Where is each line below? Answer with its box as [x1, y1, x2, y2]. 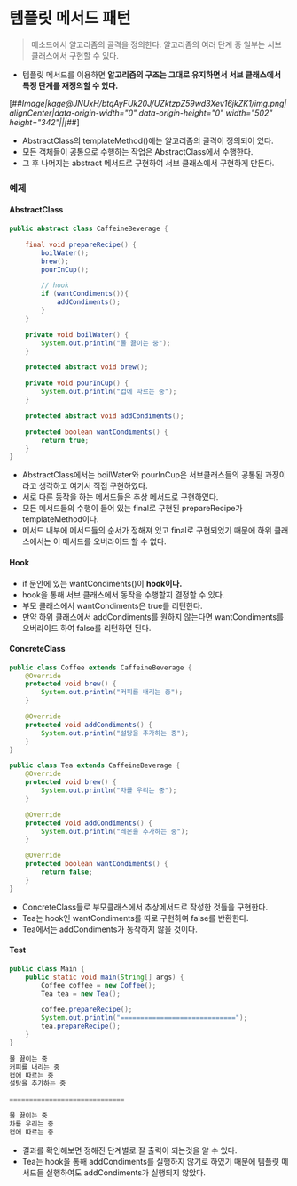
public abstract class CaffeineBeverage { [9, 224, 168, 234]
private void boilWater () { [25, 330, 129, 339]
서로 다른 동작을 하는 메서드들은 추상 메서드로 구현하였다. [21, 492, 219, 502]
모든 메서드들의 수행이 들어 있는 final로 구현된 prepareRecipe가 [21, 503, 243, 514]
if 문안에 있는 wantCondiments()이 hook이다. [21, 578, 183, 589]
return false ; [41, 868, 93, 877]
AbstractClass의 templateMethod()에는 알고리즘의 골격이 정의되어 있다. [21, 135, 274, 146]
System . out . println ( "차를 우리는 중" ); [41, 786, 177, 796]
